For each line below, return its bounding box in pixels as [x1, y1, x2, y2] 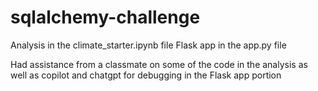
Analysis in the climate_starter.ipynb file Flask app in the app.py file [10, 39, 287, 51]
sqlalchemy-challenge [10, 6, 201, 29]
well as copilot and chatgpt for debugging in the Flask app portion [10, 69, 282, 81]
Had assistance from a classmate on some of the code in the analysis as [10, 58, 308, 70]
